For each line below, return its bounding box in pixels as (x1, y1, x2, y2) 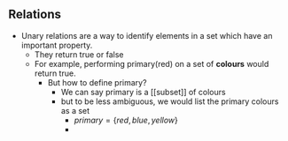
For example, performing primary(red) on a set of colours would (34, 58, 269, 69)
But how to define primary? (47, 77, 147, 87)
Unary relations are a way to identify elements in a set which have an (20, 30, 273, 41)
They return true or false (34, 48, 124, 60)
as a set (60, 105, 90, 115)
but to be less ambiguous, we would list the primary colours (60, 96, 279, 107)
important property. (20, 40, 93, 50)
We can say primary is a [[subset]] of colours (60, 86, 227, 97)
